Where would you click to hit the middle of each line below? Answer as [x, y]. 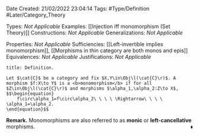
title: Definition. [30, 68]
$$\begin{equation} [30, 94]
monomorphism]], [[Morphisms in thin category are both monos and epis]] [97, 50]
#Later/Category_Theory [36, 15]
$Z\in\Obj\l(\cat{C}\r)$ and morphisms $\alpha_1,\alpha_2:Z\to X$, [92, 88]
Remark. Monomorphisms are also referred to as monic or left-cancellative [99, 120]
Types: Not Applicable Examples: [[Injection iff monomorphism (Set [88, 26]
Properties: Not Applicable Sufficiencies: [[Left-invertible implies [85, 44]
